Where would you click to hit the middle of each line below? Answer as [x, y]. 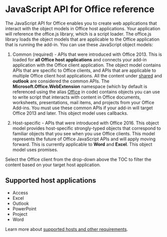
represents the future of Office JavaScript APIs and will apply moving [84, 139]
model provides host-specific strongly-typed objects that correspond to [87, 128]
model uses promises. [35, 149]
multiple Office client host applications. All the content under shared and [87, 75]
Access [20, 193]
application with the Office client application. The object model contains [87, 65]
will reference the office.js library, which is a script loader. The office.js [78, 34]
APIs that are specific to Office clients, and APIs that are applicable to [84, 70]
